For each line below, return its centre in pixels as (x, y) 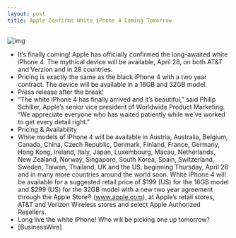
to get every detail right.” (54, 121)
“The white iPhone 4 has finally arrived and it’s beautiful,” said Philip (117, 99)
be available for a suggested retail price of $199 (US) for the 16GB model (123, 182)
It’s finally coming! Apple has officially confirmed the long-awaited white (123, 54)
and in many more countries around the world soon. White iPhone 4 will (122, 174)
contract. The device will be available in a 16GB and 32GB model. (112, 84)
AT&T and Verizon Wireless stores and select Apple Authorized (109, 204)
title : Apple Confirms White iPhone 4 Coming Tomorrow (90, 20)
